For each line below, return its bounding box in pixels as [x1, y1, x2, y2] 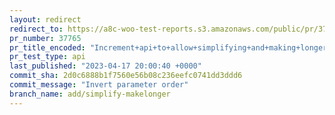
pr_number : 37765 [9, 33, 82, 43]
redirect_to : [9, 24, 64, 34]
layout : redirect [9, 14, 82, 25]
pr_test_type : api [9, 52, 86, 62]
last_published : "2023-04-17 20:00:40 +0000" [9, 61, 202, 71]
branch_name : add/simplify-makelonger [9, 89, 171, 99]
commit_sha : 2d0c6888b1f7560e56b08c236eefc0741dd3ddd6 [9, 71, 243, 81]
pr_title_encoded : [9, 42, 86, 53]
